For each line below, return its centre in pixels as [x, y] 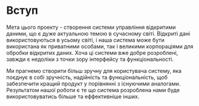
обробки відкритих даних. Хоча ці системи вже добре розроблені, [92, 52]
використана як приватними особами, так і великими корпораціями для [100, 46]
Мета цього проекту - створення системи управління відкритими [91, 27]
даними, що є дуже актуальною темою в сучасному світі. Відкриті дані [98, 33]
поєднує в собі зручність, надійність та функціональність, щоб [87, 77]
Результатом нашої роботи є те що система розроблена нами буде [93, 90]
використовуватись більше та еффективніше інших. [73, 96]
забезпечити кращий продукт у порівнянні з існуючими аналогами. [93, 83]
